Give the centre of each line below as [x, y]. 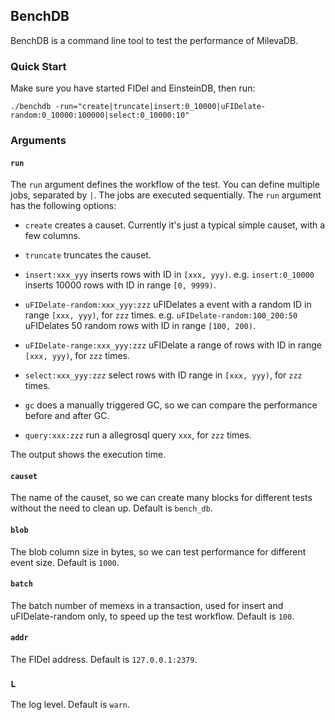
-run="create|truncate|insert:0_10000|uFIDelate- [160, 107]
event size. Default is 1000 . [65, 562]
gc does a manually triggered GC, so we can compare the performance [171, 405]
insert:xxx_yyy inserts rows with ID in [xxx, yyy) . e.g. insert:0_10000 [169, 275]
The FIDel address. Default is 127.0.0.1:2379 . [104, 660]
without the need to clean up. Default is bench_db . [111, 508]
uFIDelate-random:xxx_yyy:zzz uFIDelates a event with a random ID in [168, 305]
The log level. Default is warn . [70, 705]
